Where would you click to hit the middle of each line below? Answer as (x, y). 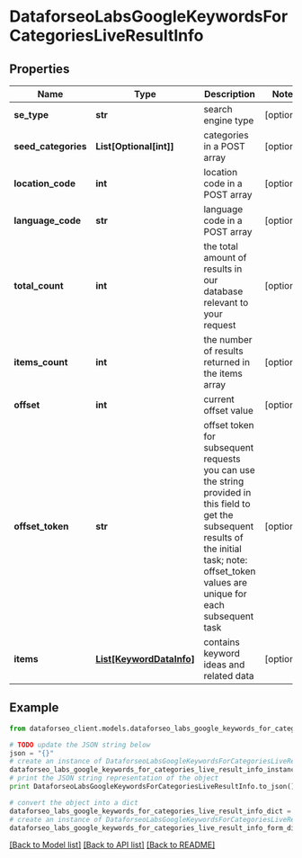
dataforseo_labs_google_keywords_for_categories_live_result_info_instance (154, 770)
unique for (225, 594)
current (219, 399)
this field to (227, 504)
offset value (228, 411)
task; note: (226, 560)
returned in (226, 362)
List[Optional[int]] (135, 146)
